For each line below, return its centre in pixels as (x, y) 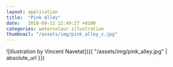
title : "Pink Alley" (34, 18)
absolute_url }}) (26, 58)
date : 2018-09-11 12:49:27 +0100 (51, 23)
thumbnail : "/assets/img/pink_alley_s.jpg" (62, 34)
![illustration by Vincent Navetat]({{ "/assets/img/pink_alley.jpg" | (87, 51)
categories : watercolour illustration (55, 29)
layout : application (32, 12)
